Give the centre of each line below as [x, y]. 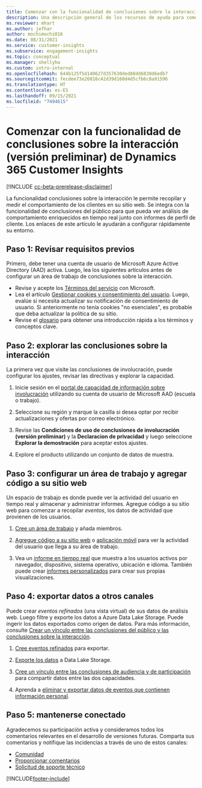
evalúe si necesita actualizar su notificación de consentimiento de [96, 301]
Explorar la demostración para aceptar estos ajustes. [81, 443]
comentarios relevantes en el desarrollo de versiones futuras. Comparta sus [100, 736]
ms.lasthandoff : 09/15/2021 [41, 96]
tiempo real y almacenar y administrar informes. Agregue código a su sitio [98, 504]
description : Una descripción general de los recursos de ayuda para [95, 17]
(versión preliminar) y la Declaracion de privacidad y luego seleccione [103, 437]
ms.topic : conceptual [33, 57]
